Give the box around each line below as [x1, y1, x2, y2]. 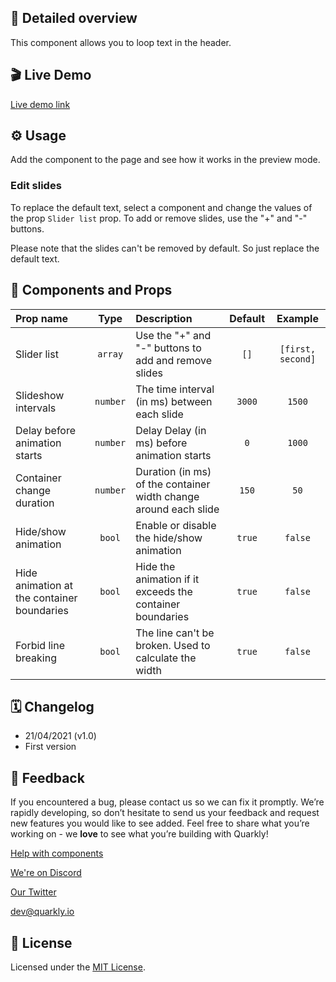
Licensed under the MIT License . [10, 961, 146, 973]
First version [24, 741, 77, 753]
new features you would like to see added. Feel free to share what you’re [10, 817, 310, 830]
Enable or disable [135, 518, 217, 532]
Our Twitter [10, 886, 57, 898]
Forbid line [15, 638, 65, 652]
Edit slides [10, 179, 62, 193]
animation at [15, 578, 73, 592]
